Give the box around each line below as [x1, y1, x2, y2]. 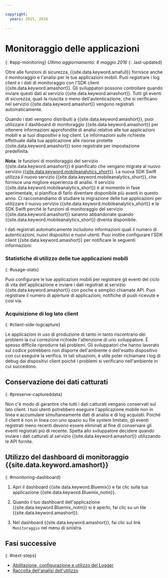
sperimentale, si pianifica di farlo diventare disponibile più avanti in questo [5, 190, 158, 196]
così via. [5, 298, 23, 304]
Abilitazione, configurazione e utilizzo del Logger [12, 562, 114, 568]
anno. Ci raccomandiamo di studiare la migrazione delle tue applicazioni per [5, 196, 162, 202]
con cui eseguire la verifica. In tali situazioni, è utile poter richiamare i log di [5, 352, 161, 358]
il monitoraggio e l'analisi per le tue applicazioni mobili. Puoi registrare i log [5, 74, 159, 80]
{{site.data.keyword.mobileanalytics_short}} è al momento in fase [5, 184, 140, 191]
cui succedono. [5, 363, 38, 369]
